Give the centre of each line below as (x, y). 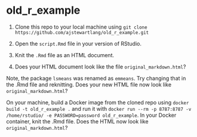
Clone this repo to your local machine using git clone (81, 27)
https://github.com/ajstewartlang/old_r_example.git (82, 32)
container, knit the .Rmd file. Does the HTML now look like (77, 121)
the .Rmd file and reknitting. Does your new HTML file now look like (89, 85)
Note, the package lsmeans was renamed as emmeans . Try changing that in (96, 78)
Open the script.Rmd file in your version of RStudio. (78, 43)
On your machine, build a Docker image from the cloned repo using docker (98, 102)
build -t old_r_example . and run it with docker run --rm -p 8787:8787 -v (99, 108)
